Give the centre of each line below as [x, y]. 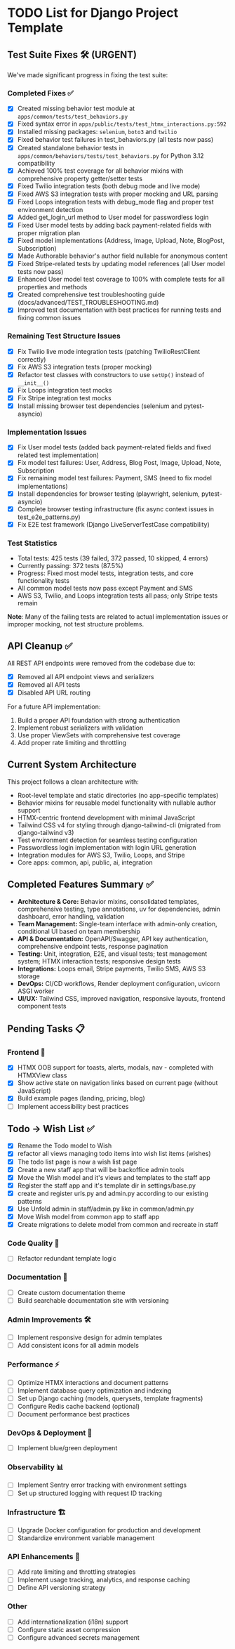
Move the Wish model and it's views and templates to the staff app [114, 1177]
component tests [42, 1006]
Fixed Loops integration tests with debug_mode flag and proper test [115, 202]
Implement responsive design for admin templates [90, 1338]
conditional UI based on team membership [79, 931]
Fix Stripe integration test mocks [64, 398]
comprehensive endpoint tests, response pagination [93, 946]
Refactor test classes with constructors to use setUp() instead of [111, 374]
